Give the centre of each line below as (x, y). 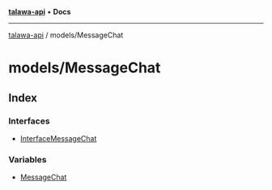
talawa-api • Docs (40, 12)
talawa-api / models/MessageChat (66, 35)
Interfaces (29, 121)
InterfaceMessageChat (58, 138)
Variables (28, 159)
